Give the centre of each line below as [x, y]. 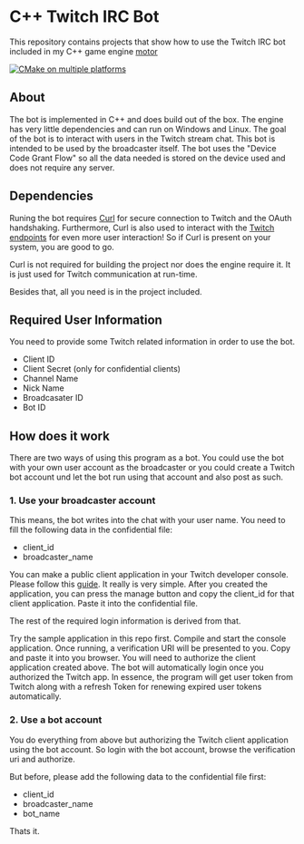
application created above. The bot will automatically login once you [137, 667]
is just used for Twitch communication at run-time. [103, 274]
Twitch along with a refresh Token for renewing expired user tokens [136, 687]
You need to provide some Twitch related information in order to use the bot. [152, 342]
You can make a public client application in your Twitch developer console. [149, 575]
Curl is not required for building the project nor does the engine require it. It [150, 264]
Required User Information [86, 320]
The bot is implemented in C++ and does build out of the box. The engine [147, 119]
